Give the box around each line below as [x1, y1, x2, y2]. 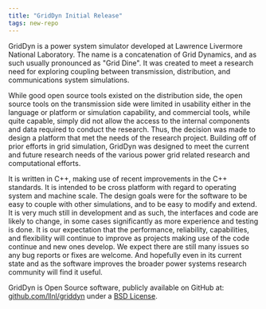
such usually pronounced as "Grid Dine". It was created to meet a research [8, 57, 253, 68]
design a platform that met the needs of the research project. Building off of [8, 133, 256, 142]
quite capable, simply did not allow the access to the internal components [8, 116, 250, 125]
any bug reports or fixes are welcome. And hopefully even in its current [8, 250, 242, 259]
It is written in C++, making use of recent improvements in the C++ [8, 173, 228, 184]
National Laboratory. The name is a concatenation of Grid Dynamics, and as [8, 50, 257, 59]
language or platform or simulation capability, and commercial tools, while [8, 107, 251, 117]
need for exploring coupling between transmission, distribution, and [8, 66, 231, 76]
